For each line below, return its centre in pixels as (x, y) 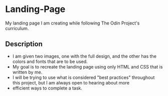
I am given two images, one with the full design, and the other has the (85, 56)
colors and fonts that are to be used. (50, 61)
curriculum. (17, 28)
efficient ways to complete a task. (47, 88)
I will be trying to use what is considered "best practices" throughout (83, 77)
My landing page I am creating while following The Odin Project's (72, 23)
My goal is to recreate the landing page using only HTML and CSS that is (88, 66)
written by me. (27, 72)
